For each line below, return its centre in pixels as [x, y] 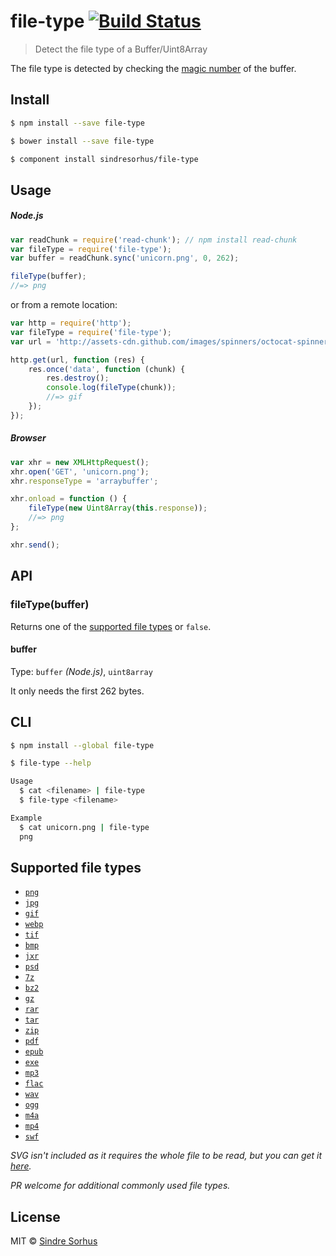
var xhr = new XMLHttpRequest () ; [80, 462]
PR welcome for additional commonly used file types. [120, 1186]
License [35, 1216]
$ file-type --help [51, 763]
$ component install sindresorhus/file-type [104, 159]
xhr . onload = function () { [69, 499]
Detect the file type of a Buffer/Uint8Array [121, 49]
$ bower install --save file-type [82, 141]
